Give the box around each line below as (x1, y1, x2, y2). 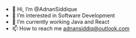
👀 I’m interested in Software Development (11, 12, 116, 19)
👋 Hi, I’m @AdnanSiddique (11, 6, 78, 12)
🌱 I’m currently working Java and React (11, 18, 110, 25)
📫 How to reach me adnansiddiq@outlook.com (11, 25, 130, 32)
